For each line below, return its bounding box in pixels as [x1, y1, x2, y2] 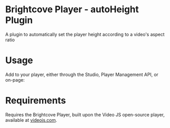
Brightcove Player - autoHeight [5, 4, 139, 15]
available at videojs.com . [5, 117, 58, 123]
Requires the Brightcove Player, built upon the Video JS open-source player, [5, 111, 165, 118]
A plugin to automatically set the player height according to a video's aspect [5, 31, 165, 37]
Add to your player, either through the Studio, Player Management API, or [5, 71, 159, 78]
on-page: [5, 76, 25, 83]
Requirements [5, 95, 66, 107]
